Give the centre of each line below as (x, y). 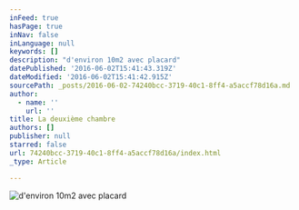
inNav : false (34, 35)
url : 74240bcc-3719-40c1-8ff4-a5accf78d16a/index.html (115, 153)
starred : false (38, 145)
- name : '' (38, 102)
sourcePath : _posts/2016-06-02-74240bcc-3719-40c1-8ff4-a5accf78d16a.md (150, 85)
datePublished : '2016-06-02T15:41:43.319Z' (93, 69)
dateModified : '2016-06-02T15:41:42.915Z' (91, 77)
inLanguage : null (42, 43)
